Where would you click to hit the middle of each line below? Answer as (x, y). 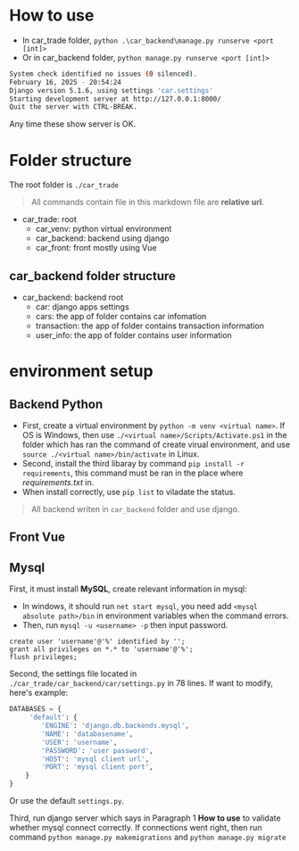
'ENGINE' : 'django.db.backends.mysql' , (116, 726)
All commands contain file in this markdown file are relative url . (148, 202)
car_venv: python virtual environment (104, 229)
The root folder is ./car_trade (64, 185)
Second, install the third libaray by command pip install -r (133, 464)
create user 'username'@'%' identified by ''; (97, 642)
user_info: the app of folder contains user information (133, 335)
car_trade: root (50, 219)
